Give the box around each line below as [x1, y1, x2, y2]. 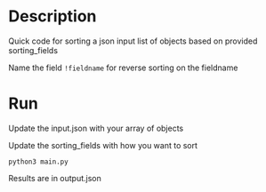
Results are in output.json [8, 172, 101, 183]
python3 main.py [8, 157, 69, 166]
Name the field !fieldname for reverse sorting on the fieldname [8, 62, 238, 73]
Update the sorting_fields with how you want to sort [8, 140, 197, 150]
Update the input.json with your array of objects [8, 123, 184, 133]
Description [8, 6, 97, 27]
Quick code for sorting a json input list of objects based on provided [8, 36, 258, 46]
